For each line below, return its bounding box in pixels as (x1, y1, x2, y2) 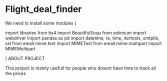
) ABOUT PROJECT (5, 55, 45, 61)
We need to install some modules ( (5, 20, 76, 26)
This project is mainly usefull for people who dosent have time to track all (5, 65, 156, 71)
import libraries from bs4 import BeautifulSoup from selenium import (5, 29, 146, 35)
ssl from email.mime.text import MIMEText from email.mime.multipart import (5, 40, 162, 46)
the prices (5, 70, 26, 76)
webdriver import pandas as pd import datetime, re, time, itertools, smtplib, (5, 35, 160, 41)
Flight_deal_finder (5, 3, 82, 15)
